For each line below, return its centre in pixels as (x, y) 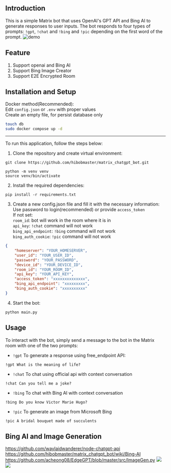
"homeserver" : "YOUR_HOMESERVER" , (51, 251)
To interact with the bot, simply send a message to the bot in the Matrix (80, 340)
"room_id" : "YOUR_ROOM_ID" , (44, 270)
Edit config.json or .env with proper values (51, 109)
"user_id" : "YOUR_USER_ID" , (44, 255)
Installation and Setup (41, 92)
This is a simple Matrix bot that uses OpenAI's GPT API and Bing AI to (78, 20)
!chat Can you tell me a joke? (38, 383)
